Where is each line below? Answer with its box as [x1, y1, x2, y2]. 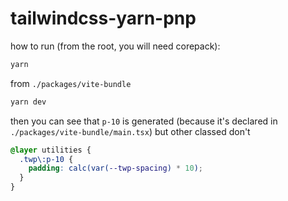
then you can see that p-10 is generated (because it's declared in [10, 115, 278, 127]
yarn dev [10, 97, 47, 107]
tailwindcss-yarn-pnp [10, 7, 197, 30]
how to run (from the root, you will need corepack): [10, 40, 221, 52]
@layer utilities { [10, 145, 92, 155]
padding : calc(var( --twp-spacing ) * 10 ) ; [28, 163, 203, 174]
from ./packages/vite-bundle [10, 77, 132, 89]
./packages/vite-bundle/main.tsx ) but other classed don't [10, 125, 251, 137]
